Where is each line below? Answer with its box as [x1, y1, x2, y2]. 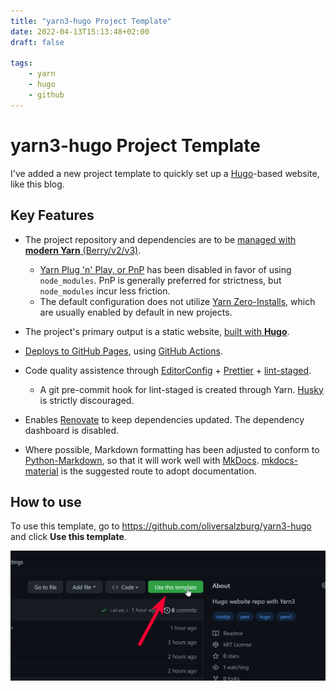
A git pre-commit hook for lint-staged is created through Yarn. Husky [39, 383, 324, 395]
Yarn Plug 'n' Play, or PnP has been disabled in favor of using [39, 263, 292, 275]
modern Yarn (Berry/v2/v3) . [24, 244, 142, 256]
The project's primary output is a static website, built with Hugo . [24, 325, 290, 337]
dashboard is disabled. [24, 424, 120, 436]
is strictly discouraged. [39, 394, 135, 406]
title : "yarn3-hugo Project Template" [10, 16, 172, 26]
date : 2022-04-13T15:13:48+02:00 [10, 26, 150, 37]
